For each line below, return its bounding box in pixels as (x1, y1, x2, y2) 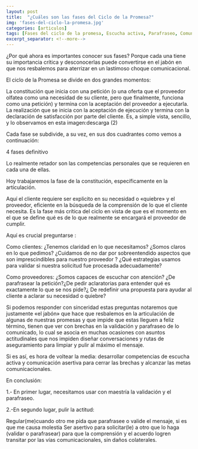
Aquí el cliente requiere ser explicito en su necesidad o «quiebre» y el (6, 196, 176, 202)
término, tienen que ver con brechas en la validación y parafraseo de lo (6, 323, 180, 330)
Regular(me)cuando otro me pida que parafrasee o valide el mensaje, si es (6, 418, 187, 424)
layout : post (6, 8, 38, 15)
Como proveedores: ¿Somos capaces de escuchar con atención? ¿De (6, 274, 176, 281)
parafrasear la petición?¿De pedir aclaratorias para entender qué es (6, 280, 171, 287)
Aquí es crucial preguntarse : (6, 232, 77, 239)
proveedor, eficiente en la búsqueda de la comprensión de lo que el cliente (6, 201, 187, 209)
